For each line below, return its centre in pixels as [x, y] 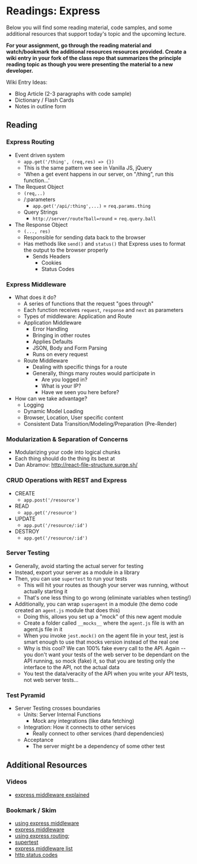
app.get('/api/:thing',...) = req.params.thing [92, 205]
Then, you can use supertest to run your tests [71, 578]
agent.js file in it [43, 629]
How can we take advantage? [51, 398]
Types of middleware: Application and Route [78, 316]
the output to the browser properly [66, 250]
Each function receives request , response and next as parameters [104, 310]
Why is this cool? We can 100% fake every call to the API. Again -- [104, 648]
